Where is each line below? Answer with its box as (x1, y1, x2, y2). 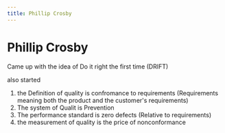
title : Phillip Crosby (7, 10, 72, 17)
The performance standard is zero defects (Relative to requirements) (16, 110, 211, 119)
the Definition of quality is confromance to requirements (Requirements (16, 88, 218, 97)
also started (7, 75, 41, 84)
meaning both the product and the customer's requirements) (16, 96, 189, 104)
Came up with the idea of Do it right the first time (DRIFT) (7, 62, 169, 71)
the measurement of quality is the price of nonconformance (16, 118, 187, 126)
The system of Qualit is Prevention (16, 104, 115, 112)
